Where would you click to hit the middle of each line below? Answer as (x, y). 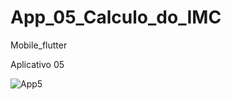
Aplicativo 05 (37, 64)
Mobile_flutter (39, 45)
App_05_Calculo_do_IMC (116, 17)
